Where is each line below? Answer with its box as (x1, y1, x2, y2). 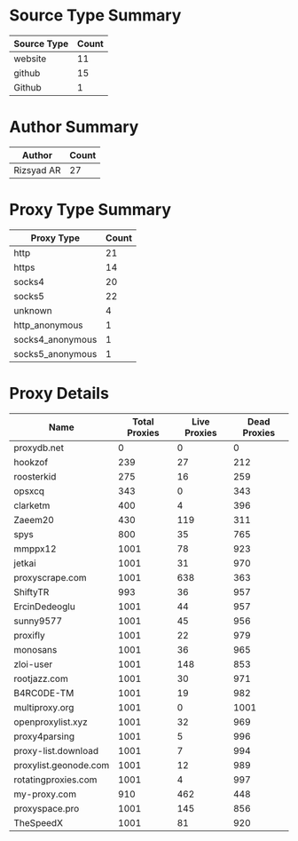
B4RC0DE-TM (13, 686, 74, 699)
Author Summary (9, 117, 139, 138)
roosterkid (13, 470, 57, 482)
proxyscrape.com (13, 571, 87, 583)
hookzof (13, 456, 49, 468)
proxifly (13, 629, 46, 641)
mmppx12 (13, 543, 57, 555)
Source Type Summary (9, 5, 182, 26)
